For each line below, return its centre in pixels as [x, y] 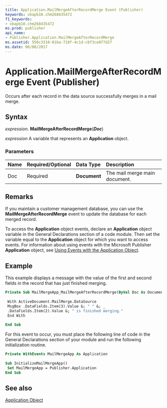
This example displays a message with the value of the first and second [79, 278]
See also [19, 388]
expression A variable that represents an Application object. [67, 139]
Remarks [19, 197]
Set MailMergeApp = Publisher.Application [52, 368]
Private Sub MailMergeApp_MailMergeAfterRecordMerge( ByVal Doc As [75, 292]
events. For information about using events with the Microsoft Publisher [78, 245]
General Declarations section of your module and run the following [73, 340]
